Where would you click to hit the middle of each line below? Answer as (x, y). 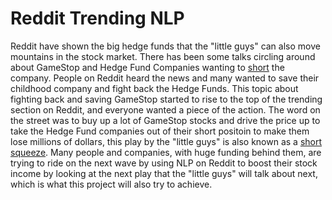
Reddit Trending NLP (97, 18)
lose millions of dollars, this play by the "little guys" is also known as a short (166, 141)
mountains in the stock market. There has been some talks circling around (163, 56)
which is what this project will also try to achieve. (111, 184)
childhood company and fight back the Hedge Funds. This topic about (154, 88)
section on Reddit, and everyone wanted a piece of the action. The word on (165, 109)
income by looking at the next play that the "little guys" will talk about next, (164, 173)
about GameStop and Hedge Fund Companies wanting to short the (147, 67)
